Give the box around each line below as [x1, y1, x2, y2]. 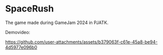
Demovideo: [5, 29, 31, 35]
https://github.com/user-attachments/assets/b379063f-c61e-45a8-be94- [5, 38, 158, 45]
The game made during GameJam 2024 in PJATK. [5, 19, 109, 25]
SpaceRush [5, 3, 54, 14]
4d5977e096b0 [5, 44, 38, 50]
